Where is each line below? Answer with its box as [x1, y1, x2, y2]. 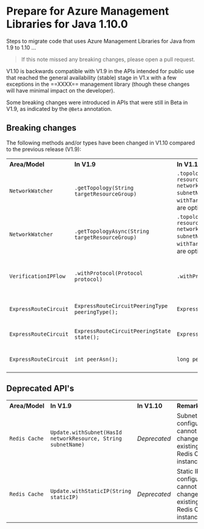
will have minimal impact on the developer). [6, 87, 115, 94]
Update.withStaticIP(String [50, 488, 132, 494]
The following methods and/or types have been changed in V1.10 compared [6, 139, 195, 146]
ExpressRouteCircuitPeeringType [74, 302, 168, 309]
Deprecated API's [6, 383, 75, 394]
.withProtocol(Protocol [74, 269, 143, 277]
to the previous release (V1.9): [6, 145, 81, 153]
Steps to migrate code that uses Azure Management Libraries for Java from [6, 37, 195, 44]
